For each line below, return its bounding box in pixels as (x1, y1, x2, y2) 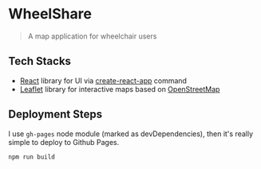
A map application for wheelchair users (27, 31, 157, 41)
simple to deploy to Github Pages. (8, 137, 120, 147)
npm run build (8, 153, 56, 161)
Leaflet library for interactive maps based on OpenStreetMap (19, 84, 220, 94)
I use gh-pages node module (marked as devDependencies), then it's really (8, 129, 254, 139)
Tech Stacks (8, 54, 72, 68)
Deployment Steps (8, 107, 102, 121)
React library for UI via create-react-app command (19, 75, 188, 85)
